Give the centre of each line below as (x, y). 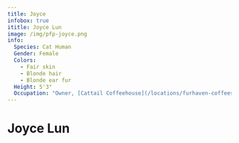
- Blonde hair (41, 73)
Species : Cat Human (43, 47)
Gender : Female (36, 54)
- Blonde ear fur (46, 80)
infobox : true (28, 21)
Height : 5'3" (33, 87)
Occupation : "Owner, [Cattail (58, 93)
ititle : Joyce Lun (34, 27)
